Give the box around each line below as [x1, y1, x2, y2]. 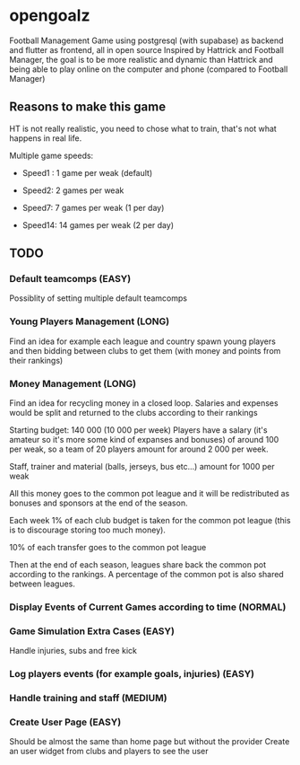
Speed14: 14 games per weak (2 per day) [21, 219, 175, 230]
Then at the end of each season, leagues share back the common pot [9, 559, 267, 570]
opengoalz [9, 5, 90, 26]
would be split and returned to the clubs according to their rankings [9, 408, 258, 418]
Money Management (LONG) [9, 377, 137, 390]
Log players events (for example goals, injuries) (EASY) [9, 668, 255, 681]
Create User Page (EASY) [9, 716, 122, 728]
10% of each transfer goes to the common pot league [9, 542, 207, 553]
